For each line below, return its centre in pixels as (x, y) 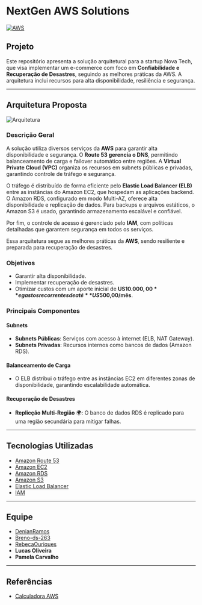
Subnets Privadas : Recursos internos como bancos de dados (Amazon (103, 345)
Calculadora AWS (37, 596)
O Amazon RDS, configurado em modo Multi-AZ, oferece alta (82, 198)
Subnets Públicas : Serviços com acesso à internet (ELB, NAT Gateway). (104, 339)
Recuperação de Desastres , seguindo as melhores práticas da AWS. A (94, 74)
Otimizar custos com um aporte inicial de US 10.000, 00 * (86, 289)
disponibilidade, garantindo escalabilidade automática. (82, 385)
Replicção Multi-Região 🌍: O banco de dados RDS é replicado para (99, 412)
